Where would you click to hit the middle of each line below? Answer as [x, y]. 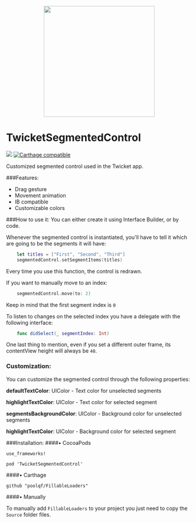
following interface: [30, 322]
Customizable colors [40, 208]
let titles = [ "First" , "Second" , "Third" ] [71, 254]
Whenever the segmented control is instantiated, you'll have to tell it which [97, 237]
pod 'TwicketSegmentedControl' [45, 464]
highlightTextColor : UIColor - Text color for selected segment [82, 402]
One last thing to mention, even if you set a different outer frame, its [89, 345]
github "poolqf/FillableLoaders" [47, 486]
